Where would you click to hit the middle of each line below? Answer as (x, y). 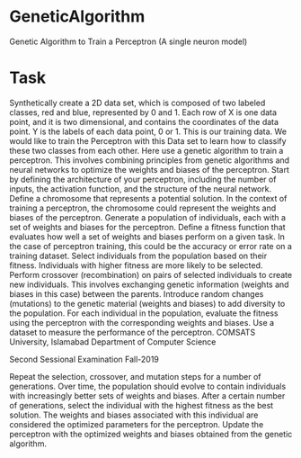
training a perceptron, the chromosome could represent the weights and (143, 208)
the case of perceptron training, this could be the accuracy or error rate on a (150, 246)
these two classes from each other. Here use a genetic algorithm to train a (146, 150)
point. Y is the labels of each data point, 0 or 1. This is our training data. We (148, 131)
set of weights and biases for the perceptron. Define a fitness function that (147, 227)
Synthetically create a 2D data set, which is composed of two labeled (137, 103)
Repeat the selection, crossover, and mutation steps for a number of (136, 376)
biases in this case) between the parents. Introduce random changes (137, 293)
